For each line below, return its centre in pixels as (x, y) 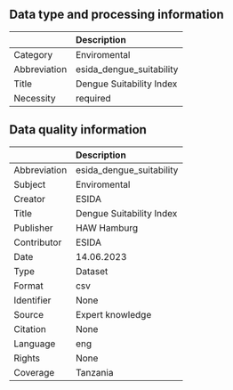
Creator (30, 199)
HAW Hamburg (107, 228)
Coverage (34, 372)
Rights (27, 358)
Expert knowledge (113, 314)
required (93, 98)
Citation (30, 329)
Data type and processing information (116, 15)
